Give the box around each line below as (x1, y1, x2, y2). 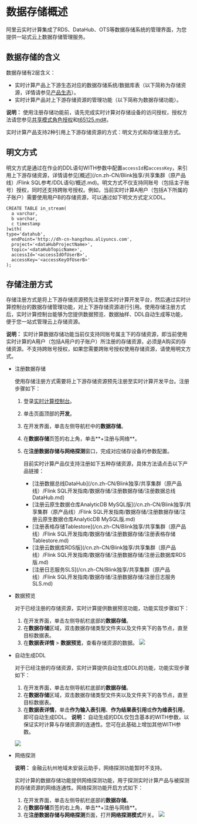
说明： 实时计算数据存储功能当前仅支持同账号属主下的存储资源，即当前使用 (6, 331, 188, 338)
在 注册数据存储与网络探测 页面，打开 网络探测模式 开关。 (23, 812, 157, 819)
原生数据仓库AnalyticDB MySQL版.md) (42, 516, 136, 523)
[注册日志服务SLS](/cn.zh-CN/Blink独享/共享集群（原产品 (32, 566, 171, 573)
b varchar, (11, 215, 38, 221)
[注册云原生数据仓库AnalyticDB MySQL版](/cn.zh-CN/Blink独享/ (32, 501, 186, 508)
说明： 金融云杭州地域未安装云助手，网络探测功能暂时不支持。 (14, 765, 165, 772)
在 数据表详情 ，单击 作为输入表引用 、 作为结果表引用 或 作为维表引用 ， (23, 706, 188, 713)
